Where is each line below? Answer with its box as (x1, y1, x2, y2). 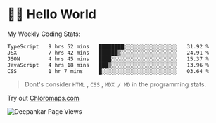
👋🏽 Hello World (7, 6, 96, 22)
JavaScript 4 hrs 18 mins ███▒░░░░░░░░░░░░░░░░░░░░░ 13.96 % (7, 61, 210, 69)
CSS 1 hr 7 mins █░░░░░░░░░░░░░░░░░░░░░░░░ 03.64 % (7, 67, 210, 75)
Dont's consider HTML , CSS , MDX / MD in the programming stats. (24, 80, 207, 89)
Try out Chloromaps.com (7, 93, 80, 102)
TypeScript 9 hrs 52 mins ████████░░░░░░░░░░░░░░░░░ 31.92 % (7, 43, 210, 50)
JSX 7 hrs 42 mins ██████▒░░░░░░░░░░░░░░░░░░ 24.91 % (7, 49, 210, 56)
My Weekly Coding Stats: (7, 30, 81, 38)
